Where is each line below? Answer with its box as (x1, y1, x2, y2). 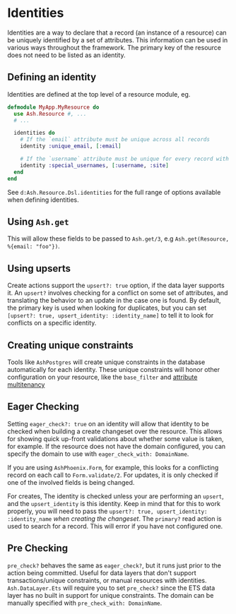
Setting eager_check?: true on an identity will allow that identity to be (7, 419, 210, 428)
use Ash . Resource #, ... (13, 110, 87, 117)
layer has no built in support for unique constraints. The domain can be (7, 591, 214, 599)
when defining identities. (7, 195, 79, 204)
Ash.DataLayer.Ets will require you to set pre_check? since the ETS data (7, 584, 216, 592)
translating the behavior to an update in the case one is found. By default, (7, 296, 221, 305)
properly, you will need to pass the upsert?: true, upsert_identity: (7, 507, 208, 515)
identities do (13, 129, 55, 137)
